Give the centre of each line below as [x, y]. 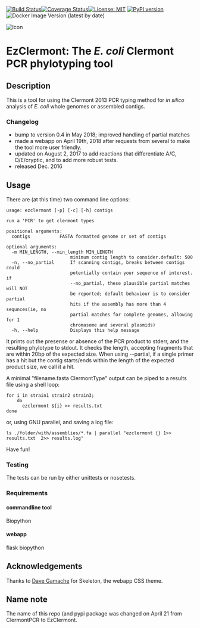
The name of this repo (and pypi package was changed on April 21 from [94, 614]
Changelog [22, 122]
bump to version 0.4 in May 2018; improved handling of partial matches [102, 135]
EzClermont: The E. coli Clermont [90, 51]
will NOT [17, 289]
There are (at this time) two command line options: [68, 200]
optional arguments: [32, 247]
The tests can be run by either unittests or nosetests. [71, 478]
